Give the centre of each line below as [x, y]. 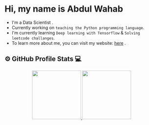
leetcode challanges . [33, 38]
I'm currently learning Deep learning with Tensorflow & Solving [76, 33]
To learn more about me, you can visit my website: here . [69, 43]
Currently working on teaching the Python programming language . [78, 27]
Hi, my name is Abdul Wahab [64, 9]
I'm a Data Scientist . [32, 22]
